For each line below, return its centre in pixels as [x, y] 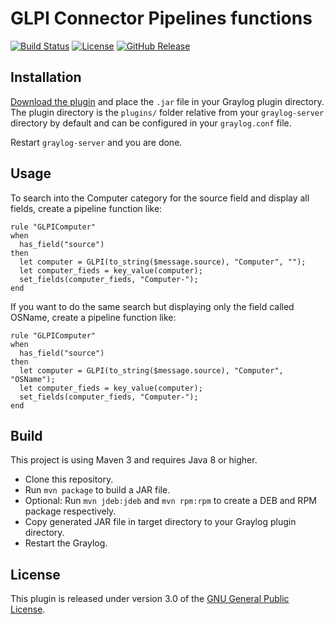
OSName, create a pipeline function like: [93, 317]
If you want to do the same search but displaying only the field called [152, 306]
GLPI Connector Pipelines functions [161, 18]
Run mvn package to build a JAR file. [97, 490]
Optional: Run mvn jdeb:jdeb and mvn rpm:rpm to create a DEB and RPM [170, 501]
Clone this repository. [69, 479]
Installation [46, 77]
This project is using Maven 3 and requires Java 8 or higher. [134, 460]
